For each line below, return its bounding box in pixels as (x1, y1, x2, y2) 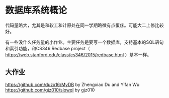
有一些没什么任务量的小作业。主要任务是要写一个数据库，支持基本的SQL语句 (5, 39, 164, 45)
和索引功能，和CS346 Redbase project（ (5, 45, 91, 51)
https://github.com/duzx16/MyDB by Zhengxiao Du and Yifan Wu (5, 81, 140, 87)
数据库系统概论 (5, 5, 67, 16)
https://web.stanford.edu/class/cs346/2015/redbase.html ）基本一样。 (5, 51, 152, 58)
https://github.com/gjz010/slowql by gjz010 (5, 86, 95, 93)
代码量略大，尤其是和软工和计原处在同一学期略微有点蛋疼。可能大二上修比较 (5, 22, 164, 28)
